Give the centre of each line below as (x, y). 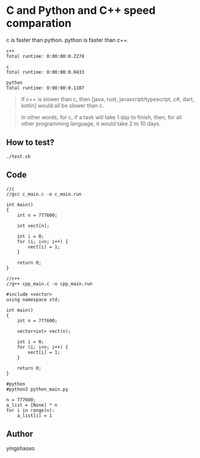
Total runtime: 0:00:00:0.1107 (45, 88)
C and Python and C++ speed (81, 11)
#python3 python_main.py (37, 389)
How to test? (30, 143)
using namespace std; (33, 300)
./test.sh (19, 156)
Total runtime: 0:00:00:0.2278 (45, 56)
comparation (39, 23)
